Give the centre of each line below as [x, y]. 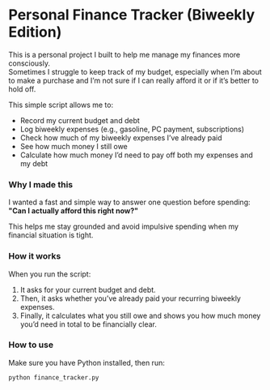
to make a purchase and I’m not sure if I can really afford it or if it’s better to [133, 80]
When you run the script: [50, 274]
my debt [34, 163]
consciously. [30, 63]
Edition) [35, 32]
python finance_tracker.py [54, 377]
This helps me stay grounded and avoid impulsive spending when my [124, 227]
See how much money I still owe [74, 146]
